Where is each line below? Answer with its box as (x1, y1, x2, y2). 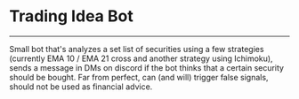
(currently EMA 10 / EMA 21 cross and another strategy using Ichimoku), (9, 53, 273, 64)
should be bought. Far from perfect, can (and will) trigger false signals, (9, 72, 269, 82)
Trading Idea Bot (9, 6, 133, 27)
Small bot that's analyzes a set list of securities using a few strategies (9, 43, 264, 54)
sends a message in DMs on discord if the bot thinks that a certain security (9, 62, 285, 72)
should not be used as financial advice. (9, 81, 153, 92)
